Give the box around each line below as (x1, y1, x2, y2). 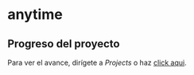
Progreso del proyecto (7, 37, 120, 51)
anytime (7, 6, 63, 24)
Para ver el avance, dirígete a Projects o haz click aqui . (7, 58, 188, 67)
